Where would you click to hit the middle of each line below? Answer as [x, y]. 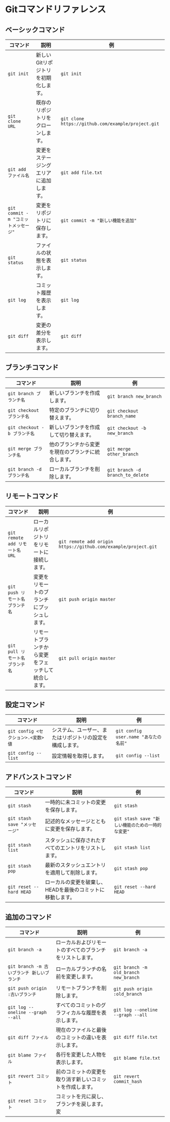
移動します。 [60, 897]
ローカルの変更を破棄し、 [75, 882]
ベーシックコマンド [35, 30]
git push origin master [87, 599]
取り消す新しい [73, 1079]
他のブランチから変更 [75, 444]
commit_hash [128, 1082]
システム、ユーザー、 [77, 730]
